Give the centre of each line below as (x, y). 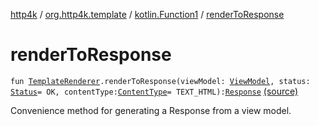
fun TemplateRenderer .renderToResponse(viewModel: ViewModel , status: (160, 81)
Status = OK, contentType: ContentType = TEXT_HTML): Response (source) (154, 91)
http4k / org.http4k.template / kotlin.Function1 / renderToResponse (147, 14)
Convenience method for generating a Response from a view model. (151, 110)
